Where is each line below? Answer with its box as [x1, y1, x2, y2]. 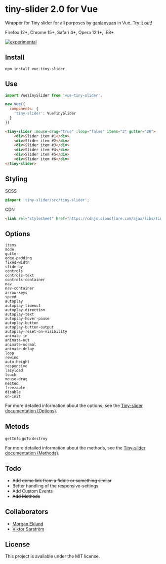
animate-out [5, 338, 30, 343]
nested [5, 381, 19, 386]
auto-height [5, 360, 30, 364]
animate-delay [5, 347, 35, 352]
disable [5, 390, 21, 395]
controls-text [5, 273, 35, 278]
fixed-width [5, 260, 30, 265]
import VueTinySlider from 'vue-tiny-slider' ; [5, 93, 103, 98]
